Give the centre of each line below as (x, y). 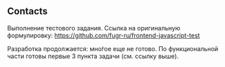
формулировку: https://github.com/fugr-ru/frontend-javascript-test (103, 35)
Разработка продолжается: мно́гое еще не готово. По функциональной (113, 48)
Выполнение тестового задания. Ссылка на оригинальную (94, 28)
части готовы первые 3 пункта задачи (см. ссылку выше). (93, 56)
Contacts (28, 11)
